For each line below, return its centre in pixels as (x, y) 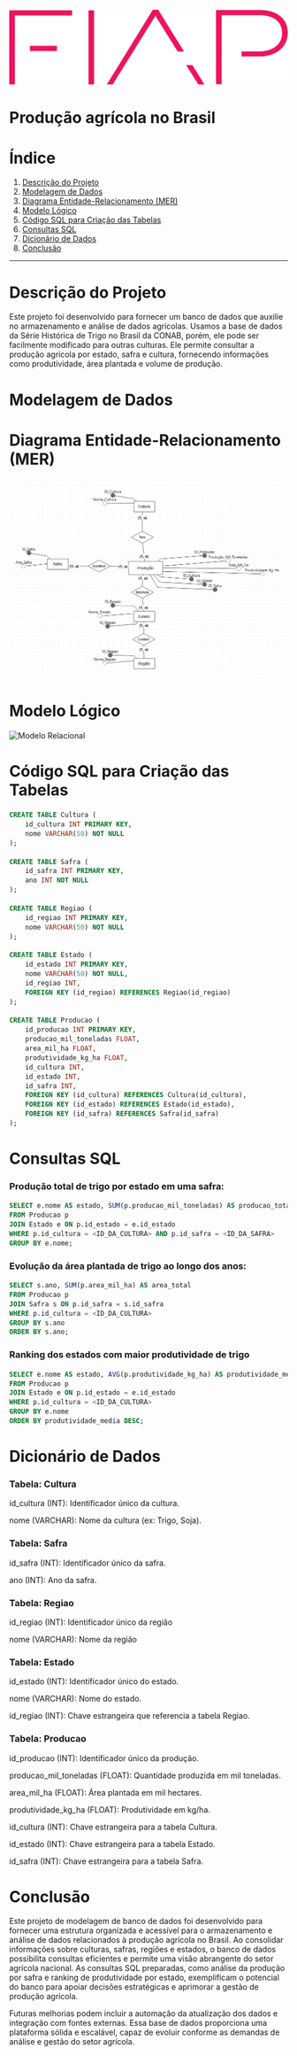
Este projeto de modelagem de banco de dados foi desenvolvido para (136, 1921)
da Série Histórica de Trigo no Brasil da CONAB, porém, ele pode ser (134, 336)
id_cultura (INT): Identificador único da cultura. (94, 1503)
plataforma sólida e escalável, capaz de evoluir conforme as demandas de (145, 2032)
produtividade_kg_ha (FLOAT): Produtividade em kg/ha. (110, 1809)
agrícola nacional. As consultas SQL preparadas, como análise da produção (147, 1968)
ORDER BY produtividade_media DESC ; (76, 1421)
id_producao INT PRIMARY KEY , (81, 1030)
